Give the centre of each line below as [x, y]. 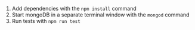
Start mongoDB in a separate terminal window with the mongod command [100, 15]
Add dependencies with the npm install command [74, 9]
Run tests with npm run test [46, 21]
